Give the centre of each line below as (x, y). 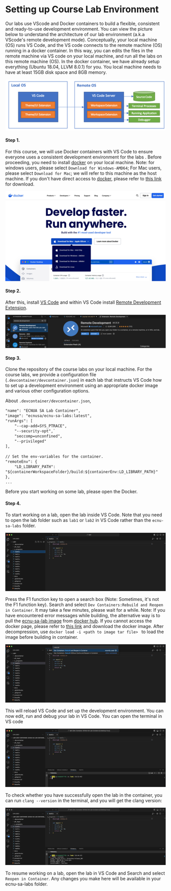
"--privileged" (31, 441)
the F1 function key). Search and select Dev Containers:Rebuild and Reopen (84, 605)
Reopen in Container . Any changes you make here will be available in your (83, 879)
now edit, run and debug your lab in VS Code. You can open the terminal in (84, 716)
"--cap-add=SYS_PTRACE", (41, 426)
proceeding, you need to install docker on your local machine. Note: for (80, 163)
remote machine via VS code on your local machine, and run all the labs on (84, 56)
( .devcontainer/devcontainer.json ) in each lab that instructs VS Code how (83, 380)
